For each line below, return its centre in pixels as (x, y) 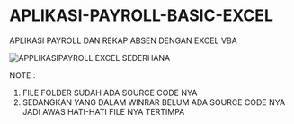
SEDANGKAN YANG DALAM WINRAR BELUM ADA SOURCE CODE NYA (154, 102)
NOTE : (22, 75)
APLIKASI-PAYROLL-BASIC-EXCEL (142, 16)
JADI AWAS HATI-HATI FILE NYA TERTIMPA (103, 111)
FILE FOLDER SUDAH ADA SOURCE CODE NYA (110, 93)
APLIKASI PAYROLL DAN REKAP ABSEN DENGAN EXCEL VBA (124, 40)
